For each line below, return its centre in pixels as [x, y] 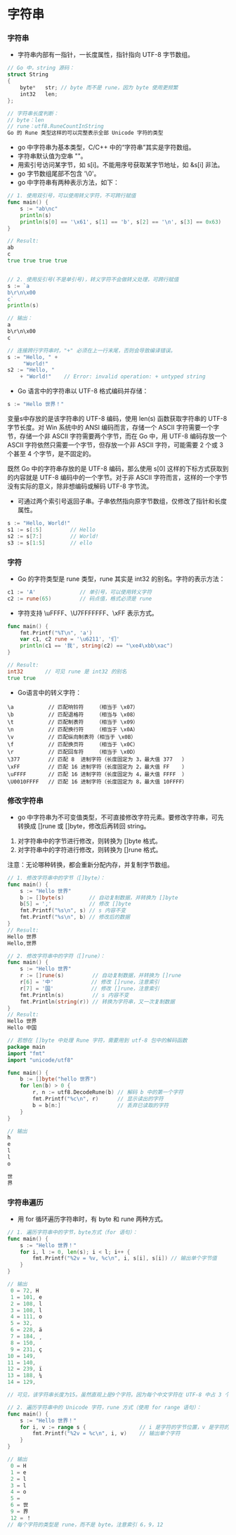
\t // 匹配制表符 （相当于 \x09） [73, 722]
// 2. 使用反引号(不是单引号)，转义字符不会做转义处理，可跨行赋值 [93, 279]
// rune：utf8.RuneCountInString [55, 126]
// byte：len [26, 120]
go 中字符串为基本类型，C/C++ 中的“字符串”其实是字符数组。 [106, 148]
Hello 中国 [22, 1028]
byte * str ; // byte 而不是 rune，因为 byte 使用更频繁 [99, 88]
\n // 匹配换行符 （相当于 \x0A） [73, 729]
